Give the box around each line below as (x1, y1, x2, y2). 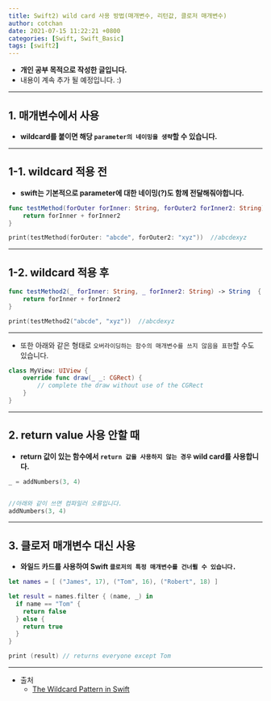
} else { (15, 615, 45, 623)
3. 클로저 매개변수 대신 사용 (8, 539, 135, 552)
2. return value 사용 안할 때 (8, 429, 140, 443)
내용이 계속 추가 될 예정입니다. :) (19, 75, 123, 85)
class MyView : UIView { (8, 367, 89, 375)
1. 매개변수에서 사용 (8, 108, 99, 122)
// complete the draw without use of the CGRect (37, 381, 204, 390)
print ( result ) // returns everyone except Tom (8, 652, 172, 661)
